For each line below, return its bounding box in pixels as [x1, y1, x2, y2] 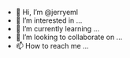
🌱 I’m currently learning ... [15, 24, 100, 33]
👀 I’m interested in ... [15, 16, 83, 25]
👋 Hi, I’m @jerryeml [15, 8, 79, 16]
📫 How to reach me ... [15, 42, 89, 50]
